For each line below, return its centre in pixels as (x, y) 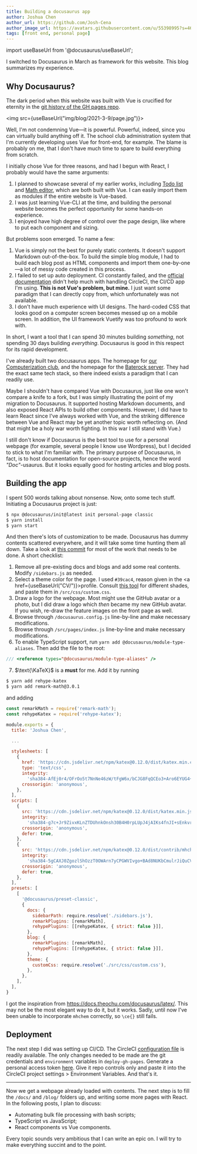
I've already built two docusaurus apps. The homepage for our (81, 360)
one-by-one (176, 263)
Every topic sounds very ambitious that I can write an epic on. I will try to (94, 1138)
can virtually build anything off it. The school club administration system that (98, 135)
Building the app (37, 483)
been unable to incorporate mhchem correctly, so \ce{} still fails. (82, 1016)
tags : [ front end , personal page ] (48, 34)
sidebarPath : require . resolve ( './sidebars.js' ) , (93, 916)
